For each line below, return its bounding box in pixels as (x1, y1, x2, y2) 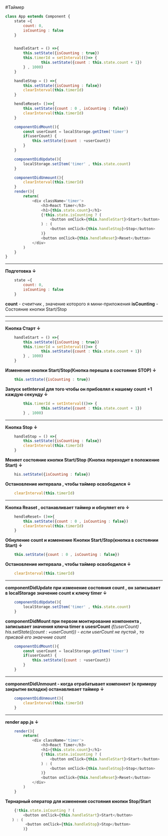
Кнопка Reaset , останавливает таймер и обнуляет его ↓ (5, 504, 130, 510)
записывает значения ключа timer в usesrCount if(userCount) (5, 623, 139, 630)
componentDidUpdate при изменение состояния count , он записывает (5, 585, 161, 590)
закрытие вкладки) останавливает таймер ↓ (5, 686, 104, 692)
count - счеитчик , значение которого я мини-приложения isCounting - (5, 301, 158, 307)
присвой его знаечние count (5, 634, 66, 640)
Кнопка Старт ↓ (5, 325, 41, 331)
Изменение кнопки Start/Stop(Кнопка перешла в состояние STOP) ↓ (5, 367, 156, 373)
